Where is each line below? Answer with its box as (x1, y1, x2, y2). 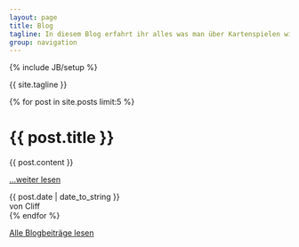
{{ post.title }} (9, 128, 115, 147)
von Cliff (9, 201, 41, 211)
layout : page (9, 12, 58, 22)
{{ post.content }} (9, 157, 74, 168)
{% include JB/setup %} (9, 62, 98, 73)
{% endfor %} (9, 211, 61, 221)
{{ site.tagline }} (9, 79, 68, 90)
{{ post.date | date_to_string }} (9, 192, 120, 203)
